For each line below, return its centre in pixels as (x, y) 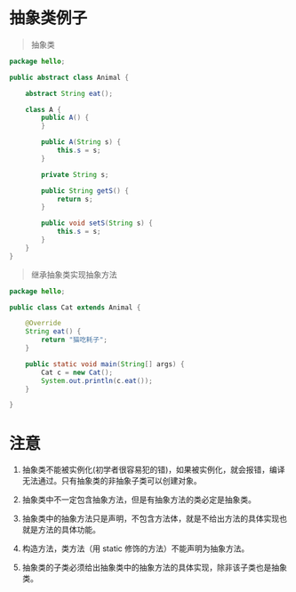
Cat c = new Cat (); (77, 372)
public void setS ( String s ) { (97, 223)
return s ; (75, 199)
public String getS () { (85, 191)
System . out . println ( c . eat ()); (97, 380)
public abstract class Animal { (69, 77)
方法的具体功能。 (69, 530)
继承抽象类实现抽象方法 (74, 274)
